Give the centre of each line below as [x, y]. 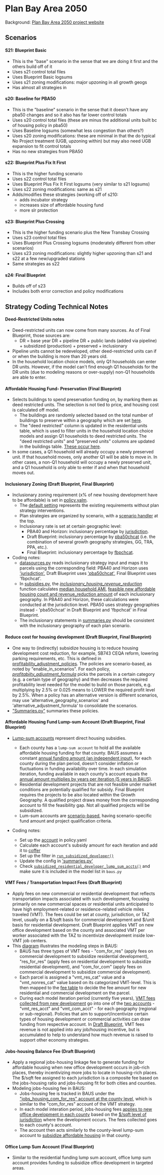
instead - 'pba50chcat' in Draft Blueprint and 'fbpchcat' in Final [83, 610]
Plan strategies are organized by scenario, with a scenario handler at [89, 516]
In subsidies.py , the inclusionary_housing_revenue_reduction [81, 584]
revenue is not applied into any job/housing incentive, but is [80, 1029]
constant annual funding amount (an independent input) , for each [85, 758]
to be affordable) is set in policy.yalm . [50, 500]
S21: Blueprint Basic [26, 50]
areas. [19, 1168]
